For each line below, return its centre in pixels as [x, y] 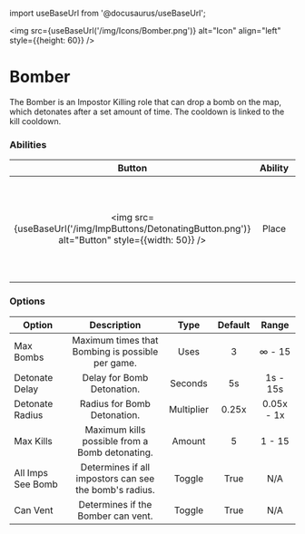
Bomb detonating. [115, 452]
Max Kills [33, 441]
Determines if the [115, 504]
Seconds [188, 383]
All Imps [31, 472]
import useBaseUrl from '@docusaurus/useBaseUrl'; [108, 13]
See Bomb [36, 484]
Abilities [28, 144]
